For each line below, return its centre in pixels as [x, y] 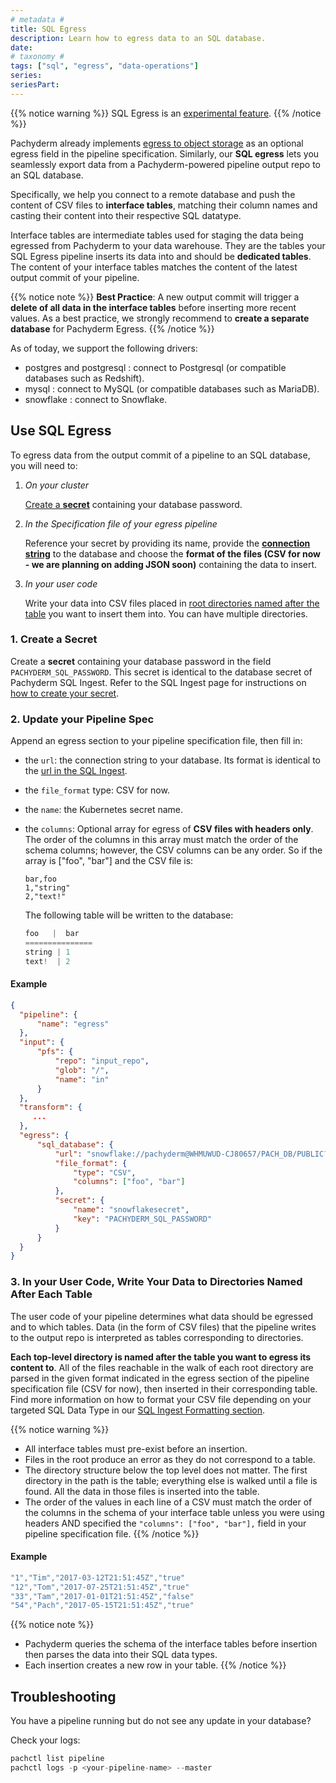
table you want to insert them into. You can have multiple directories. [166, 613]
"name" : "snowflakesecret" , [131, 1210]
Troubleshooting [63, 1696]
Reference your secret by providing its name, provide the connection [167, 543]
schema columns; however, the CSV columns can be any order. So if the [173, 850]
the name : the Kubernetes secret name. [103, 810]
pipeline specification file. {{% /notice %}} [112, 1533]
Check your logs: [45, 1740]
